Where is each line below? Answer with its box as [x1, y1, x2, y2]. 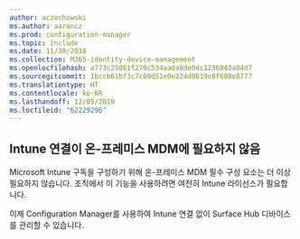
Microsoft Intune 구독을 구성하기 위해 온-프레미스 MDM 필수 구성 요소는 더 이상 [9, 167, 292, 178]
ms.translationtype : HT [9, 80, 99, 89]
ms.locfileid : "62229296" [9, 106, 107, 115]
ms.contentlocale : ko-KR [9, 88, 103, 97]
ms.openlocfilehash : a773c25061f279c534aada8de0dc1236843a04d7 [9, 64, 253, 73]
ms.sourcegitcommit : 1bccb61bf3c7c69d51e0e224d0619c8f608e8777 [9, 72, 253, 81]
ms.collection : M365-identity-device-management [9, 55, 196, 64]
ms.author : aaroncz [9, 22, 83, 31]
